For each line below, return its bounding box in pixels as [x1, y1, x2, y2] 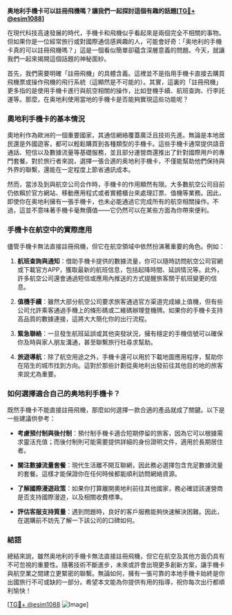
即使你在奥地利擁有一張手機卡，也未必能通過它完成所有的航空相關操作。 [7, 197, 213, 206]
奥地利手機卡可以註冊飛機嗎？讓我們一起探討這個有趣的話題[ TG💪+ [7, 7, 195, 14]
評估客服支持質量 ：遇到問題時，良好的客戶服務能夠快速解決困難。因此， [17, 507, 223, 516]
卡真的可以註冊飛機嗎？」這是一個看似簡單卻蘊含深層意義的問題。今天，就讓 [7, 46, 225, 54]
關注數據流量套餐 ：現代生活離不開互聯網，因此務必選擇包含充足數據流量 [17, 460, 223, 469]
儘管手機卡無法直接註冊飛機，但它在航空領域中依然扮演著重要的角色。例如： [7, 242, 225, 251]
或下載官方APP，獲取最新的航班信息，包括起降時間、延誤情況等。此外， [17, 265, 223, 273]
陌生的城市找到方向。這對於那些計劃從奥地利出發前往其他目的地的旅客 [23, 361, 223, 369]
